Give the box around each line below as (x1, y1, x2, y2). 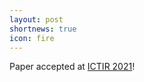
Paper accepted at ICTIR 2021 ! (9, 61, 136, 73)
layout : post (9, 14, 64, 25)
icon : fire (9, 33, 55, 43)
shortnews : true (9, 24, 77, 34)
